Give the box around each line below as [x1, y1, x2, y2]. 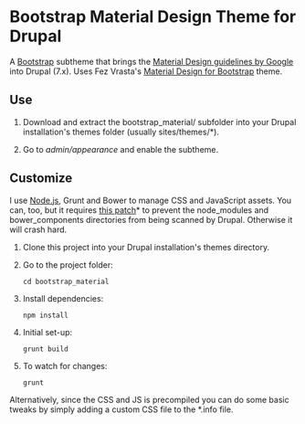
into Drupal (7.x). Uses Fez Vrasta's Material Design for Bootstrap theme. [9, 66, 283, 77]
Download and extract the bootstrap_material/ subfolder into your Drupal [22, 116, 297, 127]
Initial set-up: [22, 326, 73, 337]
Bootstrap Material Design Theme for [9, 6, 297, 27]
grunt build [22, 344, 68, 354]
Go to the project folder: [22, 259, 113, 270]
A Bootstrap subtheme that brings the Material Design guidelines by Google [9, 56, 294, 67]
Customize [9, 171, 73, 186]
